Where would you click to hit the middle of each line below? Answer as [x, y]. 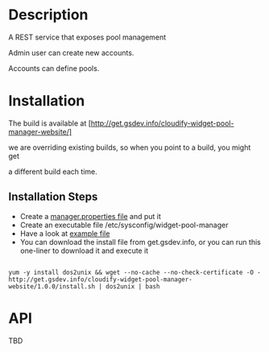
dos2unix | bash [133, 286]
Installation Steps [53, 197]
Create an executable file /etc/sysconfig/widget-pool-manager [124, 225]
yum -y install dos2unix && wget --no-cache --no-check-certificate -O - [135, 272]
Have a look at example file [65, 233]
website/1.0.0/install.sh [52, 286]
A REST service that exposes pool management [87, 37]
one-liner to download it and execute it [84, 251]
